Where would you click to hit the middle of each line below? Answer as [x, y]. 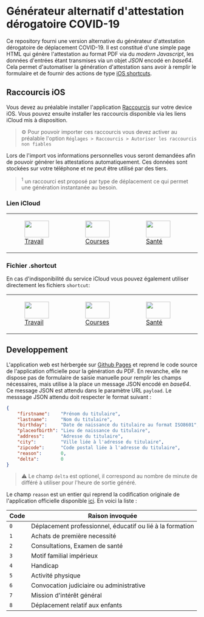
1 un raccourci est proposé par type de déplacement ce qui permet [104, 181]
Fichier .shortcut [32, 265]
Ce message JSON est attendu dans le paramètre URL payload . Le [89, 390]
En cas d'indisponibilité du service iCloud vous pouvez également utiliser [98, 279]
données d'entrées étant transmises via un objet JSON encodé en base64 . [100, 60]
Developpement [37, 350]
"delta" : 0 [40, 459]
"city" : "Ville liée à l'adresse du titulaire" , [91, 442]
